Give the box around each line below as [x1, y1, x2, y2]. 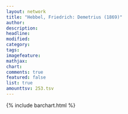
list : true [6, 80, 33, 86]
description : [6, 25, 38, 31]
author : [6, 19, 25, 25]
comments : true [6, 69, 44, 75]
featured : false [6, 74, 46, 80]
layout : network [6, 8, 46, 15]
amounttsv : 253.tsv [6, 86, 54, 92]
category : [6, 42, 31, 48]
